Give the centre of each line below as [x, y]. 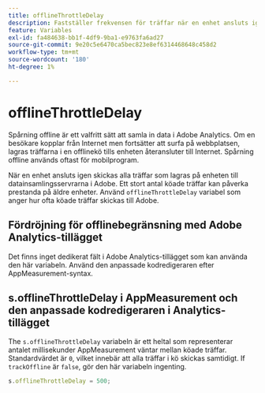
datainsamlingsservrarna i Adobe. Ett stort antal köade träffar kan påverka [128, 183]
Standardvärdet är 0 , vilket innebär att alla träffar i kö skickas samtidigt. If [127, 358]
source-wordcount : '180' [49, 60]
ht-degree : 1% [32, 67]
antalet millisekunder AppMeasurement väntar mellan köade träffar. [118, 350]
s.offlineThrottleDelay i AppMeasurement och [123, 298]
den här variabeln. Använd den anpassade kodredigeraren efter [111, 264]
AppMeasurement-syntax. [50, 273]
